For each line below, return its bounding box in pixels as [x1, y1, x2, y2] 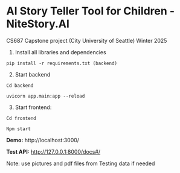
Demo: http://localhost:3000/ [6, 136, 80, 143]
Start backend [14, 71, 51, 78]
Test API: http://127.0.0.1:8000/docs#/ [6, 148, 101, 155]
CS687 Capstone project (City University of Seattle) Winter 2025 [6, 37, 167, 44]
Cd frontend [6, 115, 36, 121]
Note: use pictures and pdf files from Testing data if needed [6, 160, 155, 167]
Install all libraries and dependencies [14, 48, 107, 55]
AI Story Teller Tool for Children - [6, 4, 175, 18]
